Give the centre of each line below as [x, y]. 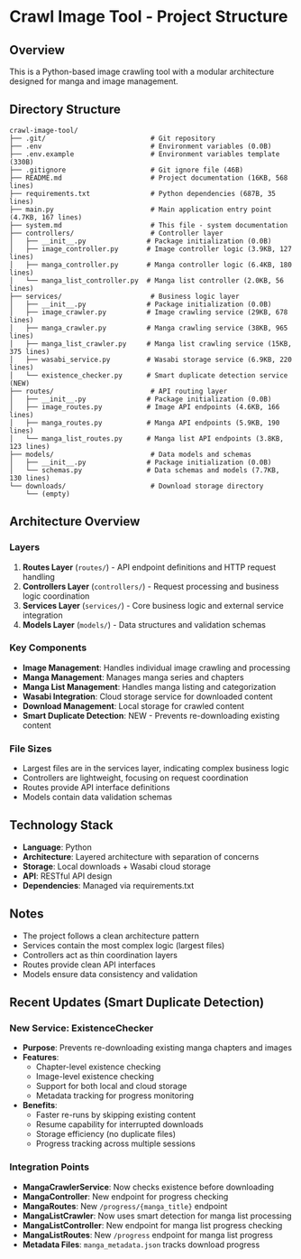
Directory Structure [65, 110]
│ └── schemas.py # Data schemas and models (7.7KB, [145, 470]
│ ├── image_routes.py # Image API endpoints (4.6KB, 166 [145, 407]
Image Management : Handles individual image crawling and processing [156, 667]
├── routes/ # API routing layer [119, 391]
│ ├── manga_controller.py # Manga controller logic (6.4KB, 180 [151, 265]
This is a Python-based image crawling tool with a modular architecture [142, 71]
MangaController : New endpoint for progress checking [125, 1196]
